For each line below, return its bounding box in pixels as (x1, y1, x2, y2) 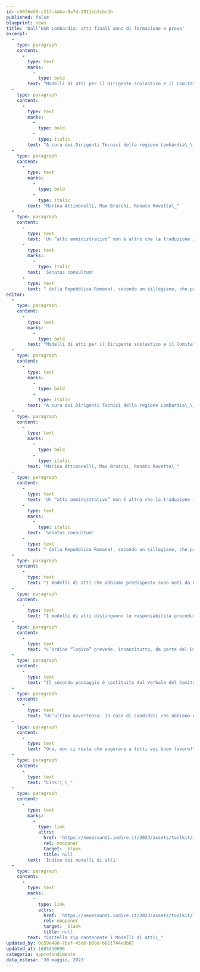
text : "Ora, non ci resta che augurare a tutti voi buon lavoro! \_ (27, 746, 198, 752)
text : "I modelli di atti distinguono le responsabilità (27, 613, 171, 619)
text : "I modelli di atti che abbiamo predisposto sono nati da (27, 580, 190, 586)
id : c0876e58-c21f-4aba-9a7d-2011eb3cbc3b (6, 8, 113, 15)
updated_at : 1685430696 (6, 946, 65, 952)
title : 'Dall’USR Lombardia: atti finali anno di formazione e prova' (6, 25, 185, 32)
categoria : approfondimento (6, 951, 76, 957)
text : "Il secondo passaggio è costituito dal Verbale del (27, 679, 177, 686)
